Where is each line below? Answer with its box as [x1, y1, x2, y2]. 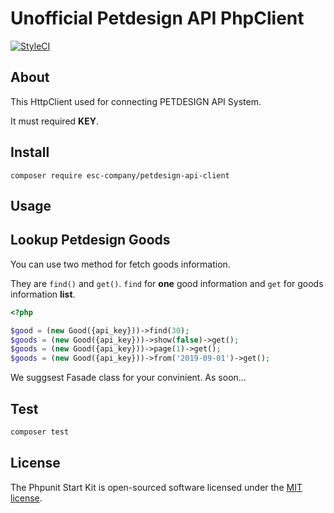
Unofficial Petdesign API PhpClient [10, 7, 305, 30]
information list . [10, 288, 76, 300]
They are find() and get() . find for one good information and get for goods [10, 277, 324, 289]
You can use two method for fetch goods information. [10, 258, 231, 270]
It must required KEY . [10, 115, 99, 127]
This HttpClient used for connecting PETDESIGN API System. [10, 95, 262, 107]
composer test [10, 427, 70, 437]
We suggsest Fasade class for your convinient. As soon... [10, 372, 247, 384]
